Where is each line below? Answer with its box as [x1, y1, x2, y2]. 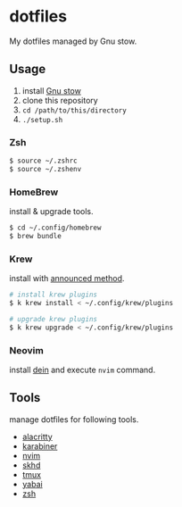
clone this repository [21, 95, 98, 105]
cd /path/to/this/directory [21, 105, 127, 115]
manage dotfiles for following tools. [9, 413, 139, 425]
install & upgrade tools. [9, 206, 94, 217]
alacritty [21, 431, 54, 442]
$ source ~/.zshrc [9, 156, 78, 166]
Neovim [9, 344, 45, 356]
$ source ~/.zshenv [9, 164, 82, 173]
